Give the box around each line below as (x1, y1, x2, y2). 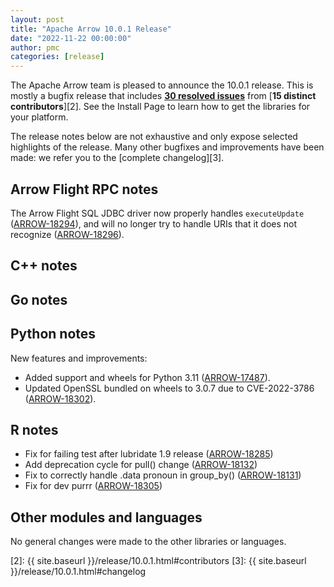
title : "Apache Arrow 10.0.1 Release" (10, 24, 172, 34)
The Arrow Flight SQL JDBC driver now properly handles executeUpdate (10, 207, 305, 219)
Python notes (10, 326, 97, 343)
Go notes (10, 291, 68, 308)
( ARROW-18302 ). (24, 392, 97, 405)
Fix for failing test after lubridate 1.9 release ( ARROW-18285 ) (24, 448, 274, 460)
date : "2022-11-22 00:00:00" (10, 33, 132, 43)
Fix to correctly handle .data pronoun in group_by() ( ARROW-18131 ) (24, 469, 302, 481)
